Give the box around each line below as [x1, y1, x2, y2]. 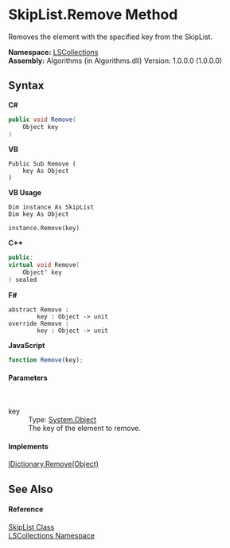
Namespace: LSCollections [8, 47, 99, 57]
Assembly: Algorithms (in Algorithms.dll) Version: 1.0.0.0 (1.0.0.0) [8, 56, 223, 65]
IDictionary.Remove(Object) [8, 460, 99, 469]
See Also [8, 482, 53, 495]
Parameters [8, 373, 48, 383]
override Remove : [8, 319, 69, 327]
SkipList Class [8, 522, 55, 531]
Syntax [8, 79, 45, 92]
